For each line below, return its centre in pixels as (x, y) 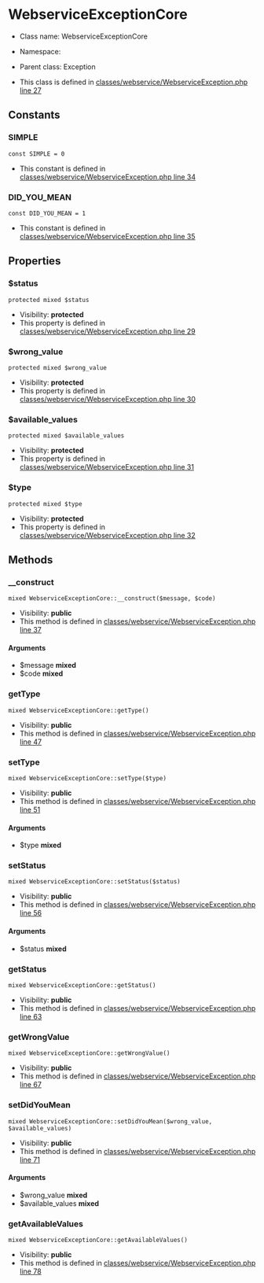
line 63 (31, 1016)
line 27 (30, 90)
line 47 (30, 742)
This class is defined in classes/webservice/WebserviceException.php (134, 82)
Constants (34, 115)
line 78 (30, 1271)
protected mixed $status (49, 300)
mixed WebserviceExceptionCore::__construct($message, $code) (112, 599)
